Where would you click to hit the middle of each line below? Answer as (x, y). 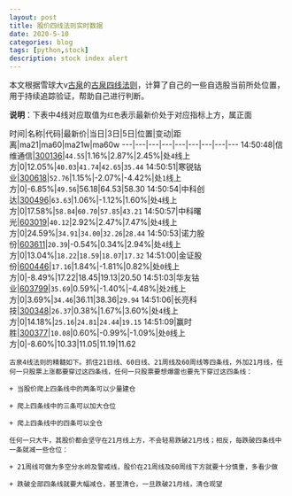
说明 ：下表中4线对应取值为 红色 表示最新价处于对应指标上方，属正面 (131, 115)
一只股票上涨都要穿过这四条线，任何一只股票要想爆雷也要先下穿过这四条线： (134, 372)
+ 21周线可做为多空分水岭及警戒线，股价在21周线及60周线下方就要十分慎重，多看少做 (144, 467)
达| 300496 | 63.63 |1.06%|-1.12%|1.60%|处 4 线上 (93, 200)
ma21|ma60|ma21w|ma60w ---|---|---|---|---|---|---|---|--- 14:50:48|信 (151, 144)
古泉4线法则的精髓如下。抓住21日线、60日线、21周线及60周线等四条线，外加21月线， (143, 362)
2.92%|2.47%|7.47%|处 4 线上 (125, 222)
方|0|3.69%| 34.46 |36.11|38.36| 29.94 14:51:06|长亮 (100, 299)
